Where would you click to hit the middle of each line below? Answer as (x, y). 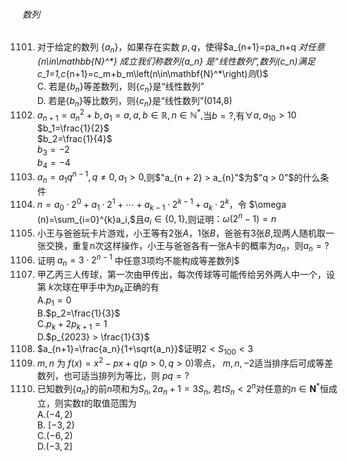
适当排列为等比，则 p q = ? (135, 376)
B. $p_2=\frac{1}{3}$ (78, 313)
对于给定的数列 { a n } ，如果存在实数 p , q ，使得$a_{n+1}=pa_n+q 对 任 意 (180, 48)
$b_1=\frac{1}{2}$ (73, 128)
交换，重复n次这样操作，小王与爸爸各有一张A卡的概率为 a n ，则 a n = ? (187, 247)
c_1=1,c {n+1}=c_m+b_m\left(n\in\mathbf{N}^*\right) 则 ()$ (152, 73)
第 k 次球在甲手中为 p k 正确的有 (98, 288)
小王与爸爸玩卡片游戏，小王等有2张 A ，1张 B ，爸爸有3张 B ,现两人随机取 (181, 233)
